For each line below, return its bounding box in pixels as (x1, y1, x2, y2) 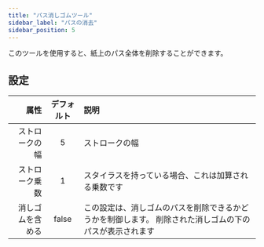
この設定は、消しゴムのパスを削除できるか (83, 202, 241, 213)
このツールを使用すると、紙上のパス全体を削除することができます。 (8, 49, 228, 58)
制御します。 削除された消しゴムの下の (107, 214, 251, 225)
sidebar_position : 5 (8, 26, 76, 34)
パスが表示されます (83, 226, 155, 237)
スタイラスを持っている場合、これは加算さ (83, 170, 241, 181)
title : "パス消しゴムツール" (8, 11, 93, 20)
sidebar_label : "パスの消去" (8, 19, 98, 27)
